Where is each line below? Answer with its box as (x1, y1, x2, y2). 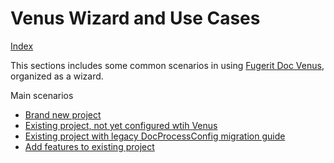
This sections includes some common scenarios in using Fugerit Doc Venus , (10, 59, 325, 71)
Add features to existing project (24, 140, 155, 152)
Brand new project (24, 108, 102, 121)
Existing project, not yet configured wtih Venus (24, 119, 218, 131)
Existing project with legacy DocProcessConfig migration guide (24, 130, 286, 142)
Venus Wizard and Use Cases (10, 7, 261, 30)
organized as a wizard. (10, 70, 104, 82)
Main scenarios (10, 89, 74, 101)
